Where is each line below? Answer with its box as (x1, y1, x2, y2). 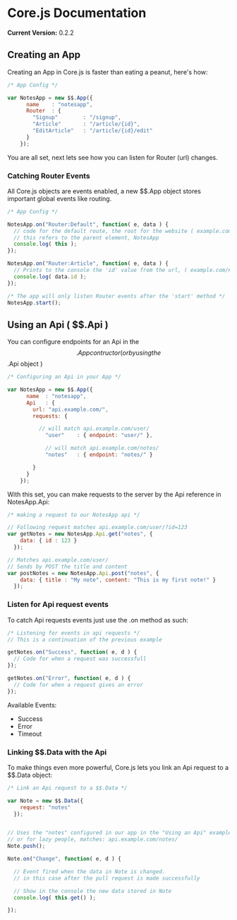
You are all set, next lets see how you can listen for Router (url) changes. (7, 153, 219, 161)
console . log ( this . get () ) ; (13, 894, 97, 901)
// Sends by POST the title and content (7, 563, 128, 570)
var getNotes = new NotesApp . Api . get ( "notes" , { (7, 530, 153, 538)
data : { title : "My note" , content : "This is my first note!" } (20, 576, 217, 584)
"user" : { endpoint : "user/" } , (44, 432, 153, 439)
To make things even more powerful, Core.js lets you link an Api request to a (7, 763, 229, 771)
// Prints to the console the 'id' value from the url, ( (13, 267, 188, 274)
